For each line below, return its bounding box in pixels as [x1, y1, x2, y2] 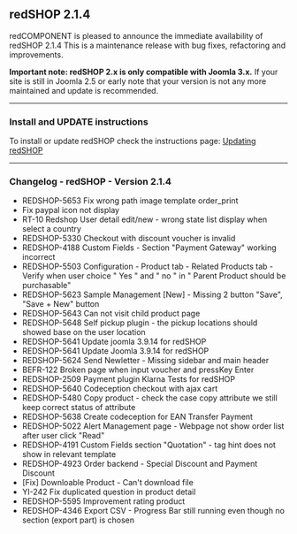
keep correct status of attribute [21, 402, 136, 413]
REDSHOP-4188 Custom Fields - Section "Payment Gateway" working [21, 242, 277, 253]
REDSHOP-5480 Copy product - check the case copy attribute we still [21, 393, 278, 403]
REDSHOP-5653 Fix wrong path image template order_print [21, 195, 239, 206]
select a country [21, 224, 82, 234]
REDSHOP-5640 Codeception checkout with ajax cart [21, 384, 218, 394]
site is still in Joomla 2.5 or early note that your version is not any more [9, 75, 267, 87]
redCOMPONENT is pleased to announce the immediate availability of [9, 30, 263, 41]
